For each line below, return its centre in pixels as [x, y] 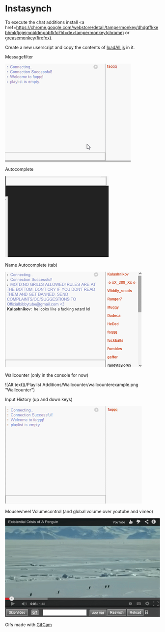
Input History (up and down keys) [39, 399]
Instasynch [28, 9]
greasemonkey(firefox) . [29, 38]
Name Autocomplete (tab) [31, 265]
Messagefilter [19, 56]
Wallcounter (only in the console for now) [47, 375]
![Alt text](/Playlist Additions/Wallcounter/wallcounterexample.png [72, 385]
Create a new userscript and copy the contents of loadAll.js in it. [70, 47]
